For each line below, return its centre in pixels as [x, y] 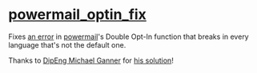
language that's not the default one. [67, 44]
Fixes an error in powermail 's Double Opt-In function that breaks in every [129, 36]
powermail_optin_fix [77, 15]
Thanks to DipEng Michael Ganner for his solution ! [91, 60]
